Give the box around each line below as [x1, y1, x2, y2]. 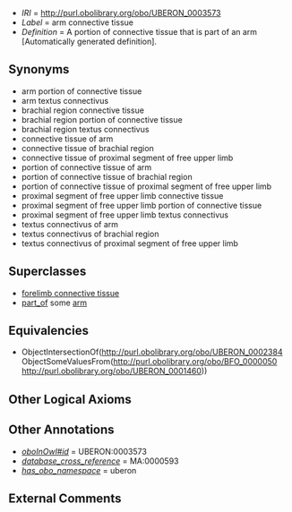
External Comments [8, 491, 122, 507]
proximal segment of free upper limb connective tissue [21, 190, 224, 201]
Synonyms [8, 62, 70, 77]
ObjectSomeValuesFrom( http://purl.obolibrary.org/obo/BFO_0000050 [21, 356, 278, 367]
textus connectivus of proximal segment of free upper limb [21, 237, 239, 249]
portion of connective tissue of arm [21, 161, 152, 173]
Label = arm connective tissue [21, 17, 133, 28]
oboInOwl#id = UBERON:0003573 [21, 446, 147, 457]
